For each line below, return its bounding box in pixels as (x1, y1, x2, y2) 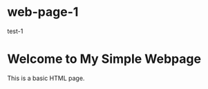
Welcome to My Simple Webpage (7, 51, 202, 67)
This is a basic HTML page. (7, 74, 85, 82)
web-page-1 (7, 4, 79, 20)
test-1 (7, 27, 23, 35)
